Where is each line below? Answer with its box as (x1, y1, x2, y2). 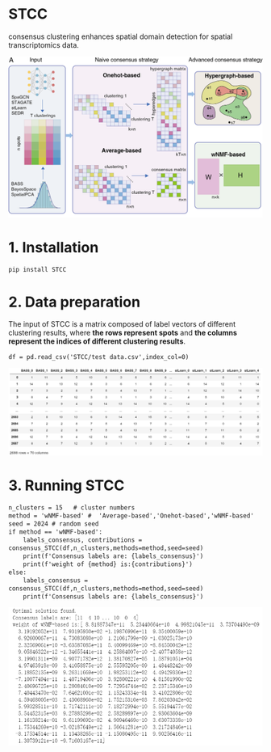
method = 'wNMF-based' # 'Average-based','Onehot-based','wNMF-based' (8, 512, 254, 520)
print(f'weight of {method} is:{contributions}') (23, 560, 194, 568)
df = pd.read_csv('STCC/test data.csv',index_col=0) (8, 353, 190, 361)
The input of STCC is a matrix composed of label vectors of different (8, 319, 236, 329)
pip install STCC (8, 266, 67, 274)
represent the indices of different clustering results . (8, 336, 186, 346)
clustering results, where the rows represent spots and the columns (8, 328, 238, 338)
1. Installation (8, 238, 99, 256)
